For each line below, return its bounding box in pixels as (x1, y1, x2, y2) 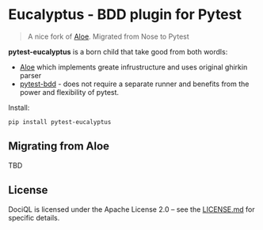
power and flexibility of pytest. (19, 87, 120, 96)
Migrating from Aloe (8, 140, 109, 153)
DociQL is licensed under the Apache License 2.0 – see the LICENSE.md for (8, 204, 255, 214)
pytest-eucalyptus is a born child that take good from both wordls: (8, 47, 228, 56)
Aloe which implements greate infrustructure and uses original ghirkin (19, 62, 248, 72)
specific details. (8, 213, 60, 222)
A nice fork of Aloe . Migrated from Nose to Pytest (27, 32, 190, 41)
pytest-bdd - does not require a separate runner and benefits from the (19, 79, 250, 89)
